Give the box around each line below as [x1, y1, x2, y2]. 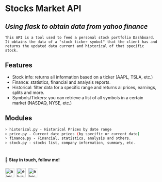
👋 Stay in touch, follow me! [5, 157, 60, 163]
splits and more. [12, 90, 45, 95]
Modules [5, 114, 32, 122]
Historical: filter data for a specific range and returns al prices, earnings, [12, 84, 157, 90]
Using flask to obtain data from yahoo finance [5, 22, 148, 31]
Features [5, 61, 32, 70]
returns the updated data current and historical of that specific [5, 44, 145, 49]
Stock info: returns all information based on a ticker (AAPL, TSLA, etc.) [12, 74, 153, 80]
